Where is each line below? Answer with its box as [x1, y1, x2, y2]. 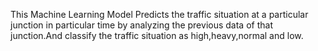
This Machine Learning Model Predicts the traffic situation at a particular [10, 9, 309, 20]
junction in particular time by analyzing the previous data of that [10, 19, 273, 31]
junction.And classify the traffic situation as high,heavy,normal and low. [10, 30, 304, 41]
